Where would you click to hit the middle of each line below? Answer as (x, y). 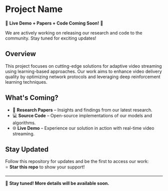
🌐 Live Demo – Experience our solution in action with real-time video (83, 128)
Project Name (34, 9)
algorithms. (24, 123)
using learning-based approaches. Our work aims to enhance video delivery (84, 71)
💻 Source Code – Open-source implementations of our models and (82, 115)
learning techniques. (26, 82)
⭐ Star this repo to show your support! (45, 167)
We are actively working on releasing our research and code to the (74, 33)
